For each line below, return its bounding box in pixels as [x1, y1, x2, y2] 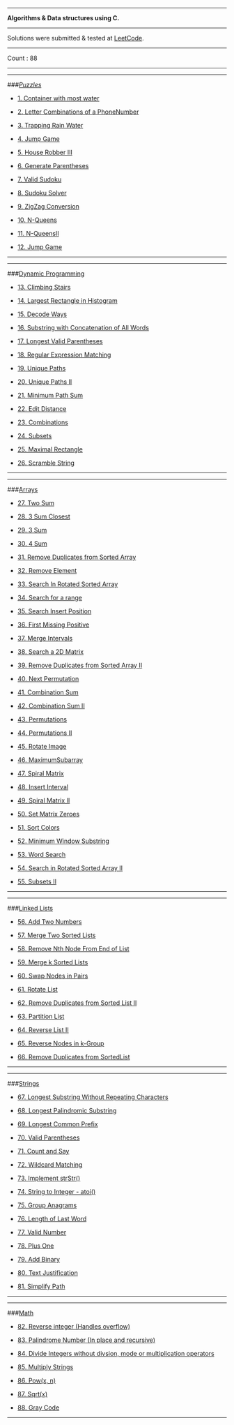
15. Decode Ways [17, 310, 68, 318]
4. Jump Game [17, 135, 61, 143]
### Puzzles [7, 81, 42, 89]
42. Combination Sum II [17, 702, 85, 710]
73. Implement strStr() [17, 1174, 81, 1182]
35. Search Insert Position [17, 607, 92, 615]
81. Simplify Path [17, 1282, 65, 1290]
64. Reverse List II [17, 1026, 69, 1034]
